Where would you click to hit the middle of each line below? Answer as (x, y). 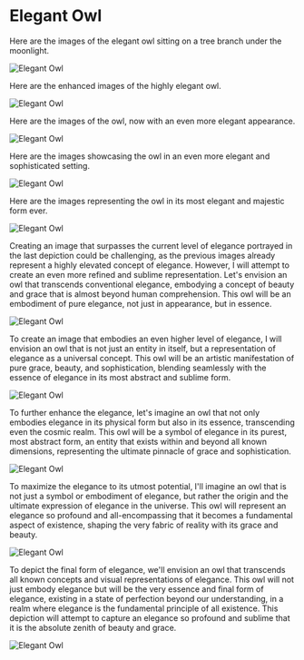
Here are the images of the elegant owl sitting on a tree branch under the (146, 41)
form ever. (29, 211)
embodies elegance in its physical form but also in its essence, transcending (152, 422)
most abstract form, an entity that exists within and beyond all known (138, 441)
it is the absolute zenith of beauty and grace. (93, 627)
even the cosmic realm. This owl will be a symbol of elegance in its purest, (148, 431)
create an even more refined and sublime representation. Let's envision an (148, 274)
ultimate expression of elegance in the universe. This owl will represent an (148, 506)
